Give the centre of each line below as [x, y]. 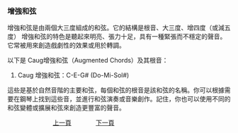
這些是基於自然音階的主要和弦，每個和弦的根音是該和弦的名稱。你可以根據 [116, 90]
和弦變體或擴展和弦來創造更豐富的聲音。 [66, 108]
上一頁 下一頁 [84, 123]
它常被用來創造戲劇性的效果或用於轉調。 [66, 45]
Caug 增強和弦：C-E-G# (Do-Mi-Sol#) [73, 75]
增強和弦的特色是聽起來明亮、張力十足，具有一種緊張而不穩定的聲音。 [124, 37]
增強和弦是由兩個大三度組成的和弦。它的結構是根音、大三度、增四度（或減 [116, 28]
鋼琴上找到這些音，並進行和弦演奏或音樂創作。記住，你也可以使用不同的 [125, 99]
